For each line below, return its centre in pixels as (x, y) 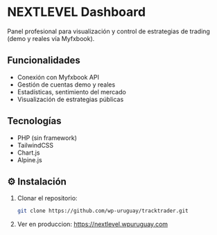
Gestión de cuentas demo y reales (66, 85)
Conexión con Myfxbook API (58, 77)
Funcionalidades (44, 61)
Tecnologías (34, 121)
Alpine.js (30, 159)
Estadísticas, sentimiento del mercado (71, 92)
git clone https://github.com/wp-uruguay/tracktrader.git (103, 211)
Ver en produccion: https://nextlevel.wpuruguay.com (93, 224)
